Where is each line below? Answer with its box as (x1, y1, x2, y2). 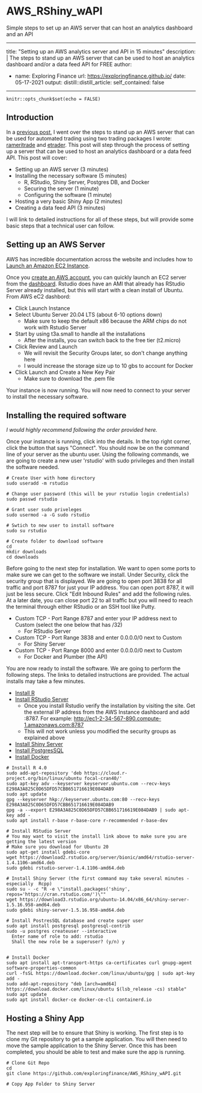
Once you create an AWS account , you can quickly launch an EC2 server (6, 273, 186, 281)
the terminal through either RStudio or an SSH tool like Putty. (6, 603, 156, 611)
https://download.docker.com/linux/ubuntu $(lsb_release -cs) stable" (6, 986, 187, 992)
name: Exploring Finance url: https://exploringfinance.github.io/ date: (14, 72, 186, 79)
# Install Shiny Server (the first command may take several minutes (6, 876, 185, 882)
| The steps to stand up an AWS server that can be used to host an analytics (6, 54, 195, 61)
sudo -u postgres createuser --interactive (6, 929, 117, 935)
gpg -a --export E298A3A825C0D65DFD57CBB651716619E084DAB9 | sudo (6, 807, 176, 814)
